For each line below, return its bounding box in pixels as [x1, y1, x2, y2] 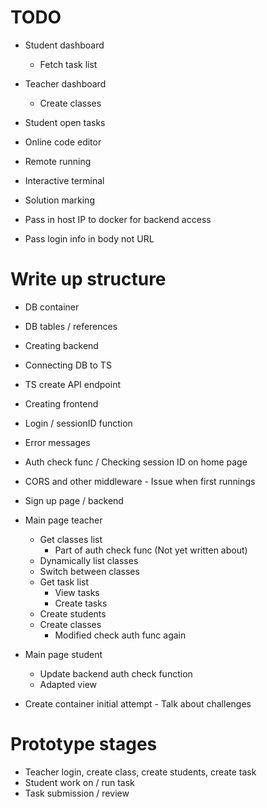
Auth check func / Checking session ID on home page [24, 456, 248, 468]
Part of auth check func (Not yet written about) [54, 544, 248, 556]
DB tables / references [24, 320, 118, 332]
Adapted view [39, 678, 97, 690]
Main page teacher [24, 514, 103, 526]
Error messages [24, 436, 91, 448]
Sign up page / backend [24, 494, 124, 506]
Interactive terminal [24, 174, 105, 186]
